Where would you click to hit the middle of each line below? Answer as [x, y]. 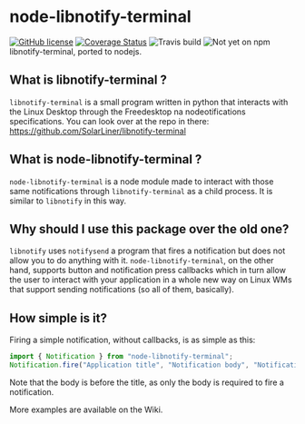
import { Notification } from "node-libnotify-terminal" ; [121, 357]
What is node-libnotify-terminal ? [106, 159]
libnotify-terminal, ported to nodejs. [76, 51]
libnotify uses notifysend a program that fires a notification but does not [148, 251]
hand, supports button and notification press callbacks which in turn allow [148, 271]
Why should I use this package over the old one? [149, 229]
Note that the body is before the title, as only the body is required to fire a [147, 382]
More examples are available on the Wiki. [86, 409]
